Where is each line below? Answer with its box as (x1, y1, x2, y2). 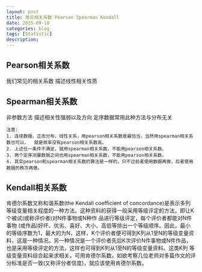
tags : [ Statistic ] (6, 31, 52, 37)
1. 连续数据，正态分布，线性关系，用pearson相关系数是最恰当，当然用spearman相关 (6, 133, 189, 139)
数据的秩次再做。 (6, 165, 43, 171)
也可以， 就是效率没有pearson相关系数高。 (10, 139, 107, 146)
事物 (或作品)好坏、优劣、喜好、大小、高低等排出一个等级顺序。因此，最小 (6, 222, 191, 229)
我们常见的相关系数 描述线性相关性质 (6, 77, 97, 84)
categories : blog (6, 25, 50, 32)
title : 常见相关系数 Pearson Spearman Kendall (6, 14, 120, 20)
